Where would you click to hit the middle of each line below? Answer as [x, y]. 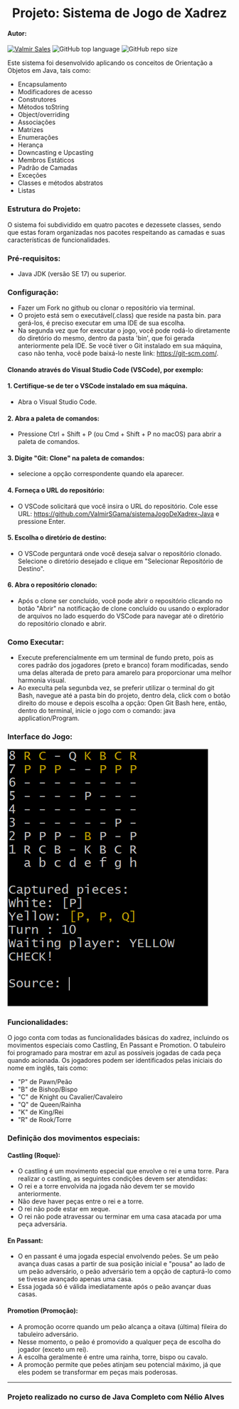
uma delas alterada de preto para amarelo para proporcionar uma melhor [124, 673]
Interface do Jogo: [40, 737]
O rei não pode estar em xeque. [64, 1209]
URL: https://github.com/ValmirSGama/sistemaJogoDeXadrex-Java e [118, 514]
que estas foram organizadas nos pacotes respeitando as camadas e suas [116, 232]
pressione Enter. [42, 521]
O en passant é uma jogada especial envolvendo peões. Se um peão [118, 1256]
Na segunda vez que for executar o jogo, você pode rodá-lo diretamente [124, 330]
